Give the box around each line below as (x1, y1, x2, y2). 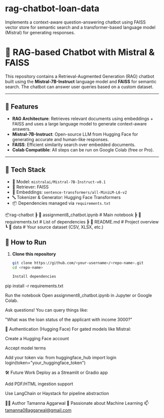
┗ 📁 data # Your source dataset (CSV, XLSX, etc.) (5, 224, 103, 230)
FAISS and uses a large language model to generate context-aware (12, 121, 147, 126)
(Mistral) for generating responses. (5, 29, 75, 35)
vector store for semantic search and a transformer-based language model (5, 24, 156, 30)
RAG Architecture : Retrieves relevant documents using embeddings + (12, 116, 154, 122)
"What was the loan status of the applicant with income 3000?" (5, 317, 133, 322)
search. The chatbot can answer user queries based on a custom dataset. (5, 84, 154, 90)
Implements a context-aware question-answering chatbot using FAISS (5, 19, 146, 25)
